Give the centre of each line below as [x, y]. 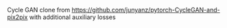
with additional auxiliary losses [72, 17]
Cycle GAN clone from [39, 10]
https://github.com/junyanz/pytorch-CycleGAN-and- [146, 10]
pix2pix [17, 17]
